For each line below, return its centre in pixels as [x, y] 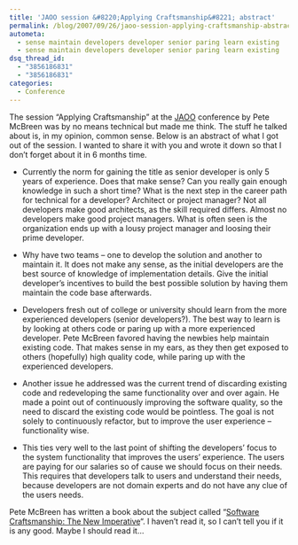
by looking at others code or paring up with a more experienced [138, 328]
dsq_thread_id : [37, 58]
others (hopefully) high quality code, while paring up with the [133, 356]
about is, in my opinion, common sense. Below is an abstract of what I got [144, 136]
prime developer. [53, 237]
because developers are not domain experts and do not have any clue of [155, 485]
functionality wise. [55, 430]
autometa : [27, 34]
